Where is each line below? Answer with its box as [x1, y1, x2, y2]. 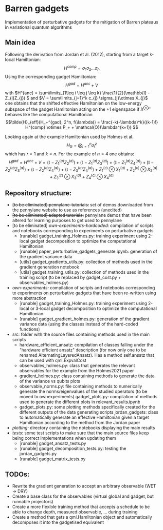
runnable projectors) [12, 498, 54, 504]
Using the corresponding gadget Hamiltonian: [5, 74, 96, 80]
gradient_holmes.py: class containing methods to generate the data [19, 373, 155, 379]
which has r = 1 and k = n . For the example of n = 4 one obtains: [5, 151, 135, 157]
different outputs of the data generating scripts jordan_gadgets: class [19, 409, 159, 415]
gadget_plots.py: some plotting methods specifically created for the [19, 404, 156, 410]
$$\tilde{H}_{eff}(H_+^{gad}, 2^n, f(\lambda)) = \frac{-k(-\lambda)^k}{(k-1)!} [5, 119, 158, 125]
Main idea [5, 39, 36, 47]
